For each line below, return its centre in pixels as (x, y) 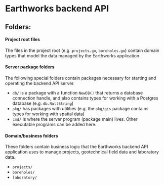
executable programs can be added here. (54, 124)
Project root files (23, 40)
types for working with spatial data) (48, 114)
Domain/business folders (32, 136)
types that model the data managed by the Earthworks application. (73, 55)
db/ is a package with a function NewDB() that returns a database (78, 92)
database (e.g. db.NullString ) (43, 103)
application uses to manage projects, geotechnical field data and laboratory (82, 152)
